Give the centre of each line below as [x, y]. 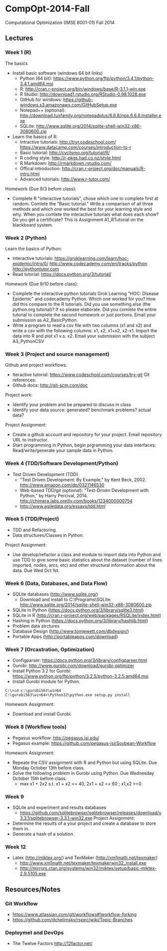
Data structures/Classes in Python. [48, 535]
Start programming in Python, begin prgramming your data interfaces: [84, 445]
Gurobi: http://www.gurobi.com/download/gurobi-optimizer [73, 666]
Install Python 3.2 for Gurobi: [42, 671]
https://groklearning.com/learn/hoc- [92, 258]
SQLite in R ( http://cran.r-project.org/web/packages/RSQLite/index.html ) [87, 615]
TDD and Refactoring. [35, 530]
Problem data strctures [36, 626]
